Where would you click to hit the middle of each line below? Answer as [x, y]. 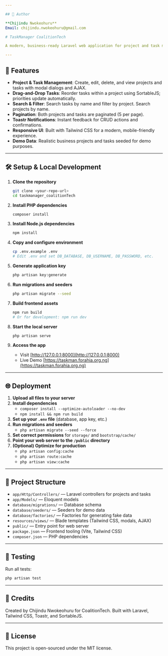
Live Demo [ [32, 360]
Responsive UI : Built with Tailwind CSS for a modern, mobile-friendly [83, 130]
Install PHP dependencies [40, 205]
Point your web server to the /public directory [61, 441]
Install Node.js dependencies [43, 224]
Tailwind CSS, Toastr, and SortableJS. [44, 616]
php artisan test [23, 578]
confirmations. [27, 125]
